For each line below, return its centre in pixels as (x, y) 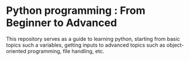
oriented (16, 51)
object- (175, 45)
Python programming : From (76, 11)
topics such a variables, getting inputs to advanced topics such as (86, 45)
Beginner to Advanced (62, 23)
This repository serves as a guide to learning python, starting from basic (93, 39)
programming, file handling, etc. (66, 51)
